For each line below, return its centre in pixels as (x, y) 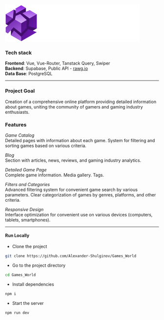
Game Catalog (20, 135)
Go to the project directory (39, 265)
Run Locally (17, 235)
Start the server (28, 303)
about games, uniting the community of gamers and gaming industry (74, 107)
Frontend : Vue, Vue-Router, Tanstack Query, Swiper (58, 64)
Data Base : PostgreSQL (29, 74)
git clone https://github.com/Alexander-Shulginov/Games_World (71, 256)
